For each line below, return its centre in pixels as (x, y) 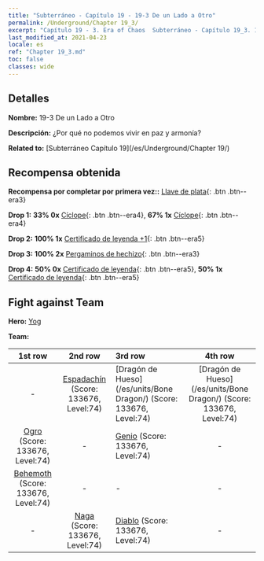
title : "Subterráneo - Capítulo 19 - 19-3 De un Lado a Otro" (112, 15)
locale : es (26, 45)
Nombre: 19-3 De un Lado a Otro (62, 117)
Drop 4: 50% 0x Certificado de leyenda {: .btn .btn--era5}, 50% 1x (115, 269)
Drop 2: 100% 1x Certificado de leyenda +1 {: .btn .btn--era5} (107, 239)
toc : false (26, 60)
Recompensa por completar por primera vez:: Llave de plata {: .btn (117, 192)
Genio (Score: (141, 436)
